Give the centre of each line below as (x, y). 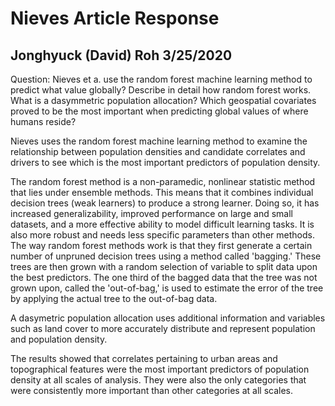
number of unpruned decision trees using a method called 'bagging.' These (166, 256)
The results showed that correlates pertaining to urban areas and (144, 358)
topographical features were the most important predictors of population (160, 369)
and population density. (59, 339)
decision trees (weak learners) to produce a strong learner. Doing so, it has (165, 203)
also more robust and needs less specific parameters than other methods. (162, 235)
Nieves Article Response (115, 18)
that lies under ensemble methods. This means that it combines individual (162, 192)
